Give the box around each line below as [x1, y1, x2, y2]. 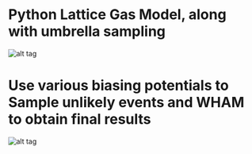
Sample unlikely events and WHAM [8, 94, 245, 112]
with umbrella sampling [8, 22, 166, 40]
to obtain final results [8, 110, 152, 129]
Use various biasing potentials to [8, 77, 229, 94]
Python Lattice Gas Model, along [8, 6, 227, 24]
